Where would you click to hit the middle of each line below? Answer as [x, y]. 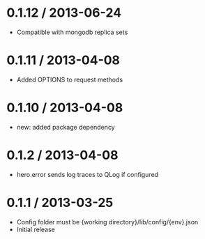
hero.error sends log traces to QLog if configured [87, 174]
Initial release [36, 229]
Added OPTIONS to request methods [70, 79]
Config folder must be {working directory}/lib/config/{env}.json [107, 222]
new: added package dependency [66, 127]
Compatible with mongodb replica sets [72, 32]
